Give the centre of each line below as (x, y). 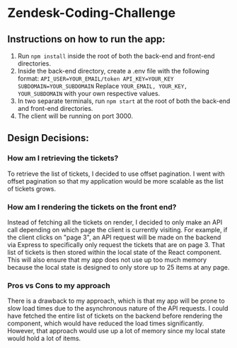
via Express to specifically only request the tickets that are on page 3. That (116, 244)
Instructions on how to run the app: (86, 39)
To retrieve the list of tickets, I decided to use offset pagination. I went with (116, 174)
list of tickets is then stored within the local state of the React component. (115, 252)
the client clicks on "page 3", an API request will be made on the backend (114, 237)
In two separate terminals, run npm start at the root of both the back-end (124, 101)
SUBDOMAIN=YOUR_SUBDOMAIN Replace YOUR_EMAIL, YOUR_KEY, (102, 86)
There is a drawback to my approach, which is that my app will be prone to (116, 301)
